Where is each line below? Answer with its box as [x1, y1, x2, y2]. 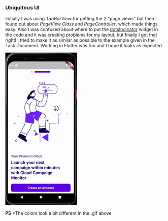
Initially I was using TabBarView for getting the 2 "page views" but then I [5, 16, 157, 22]
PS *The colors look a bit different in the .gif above [5, 210, 112, 216]
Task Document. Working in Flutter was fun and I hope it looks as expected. [5, 43, 163, 49]
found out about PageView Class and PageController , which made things [5, 21, 158, 27]
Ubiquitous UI [5, 4, 40, 11]
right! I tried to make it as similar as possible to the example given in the [5, 37, 155, 43]
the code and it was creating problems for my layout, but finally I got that [5, 32, 157, 38]
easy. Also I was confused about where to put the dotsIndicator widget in [5, 26, 158, 33]
